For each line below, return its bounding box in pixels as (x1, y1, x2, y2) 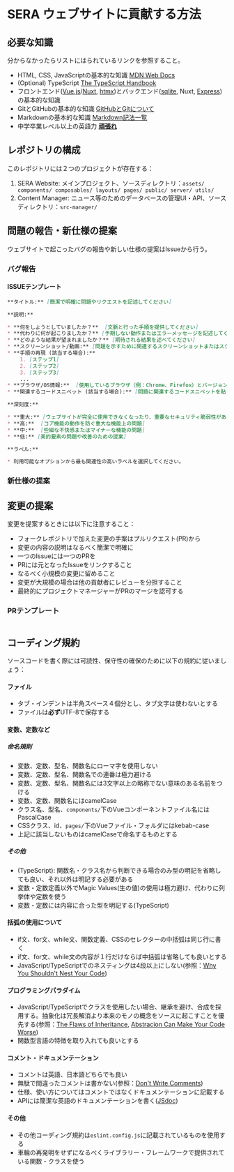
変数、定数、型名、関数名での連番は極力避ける (17, 770, 152, 779)
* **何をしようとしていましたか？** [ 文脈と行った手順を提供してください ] (7, 324, 199, 331)
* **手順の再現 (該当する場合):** (7, 350, 96, 356)
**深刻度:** (7, 401, 39, 408)
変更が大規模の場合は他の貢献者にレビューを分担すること (17, 578, 182, 586)
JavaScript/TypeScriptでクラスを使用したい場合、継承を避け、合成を (17, 1002, 216, 1012)
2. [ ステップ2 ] (19, 362, 60, 370)
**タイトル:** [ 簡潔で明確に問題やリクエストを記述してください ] (7, 298, 172, 306)
